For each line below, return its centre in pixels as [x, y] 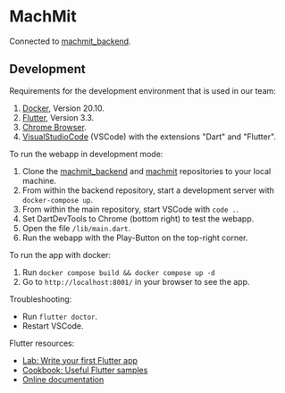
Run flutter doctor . [60, 316]
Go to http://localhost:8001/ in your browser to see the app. [136, 281]
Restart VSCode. [53, 326]
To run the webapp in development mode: [86, 154]
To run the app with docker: [60, 255]
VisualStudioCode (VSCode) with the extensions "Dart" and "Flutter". [149, 137]
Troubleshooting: [41, 299]
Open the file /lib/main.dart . [76, 228]
